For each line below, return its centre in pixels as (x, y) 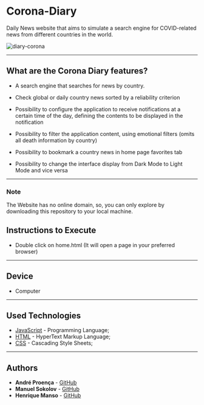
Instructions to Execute (51, 230)
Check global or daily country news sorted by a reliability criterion (97, 97)
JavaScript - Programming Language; (62, 330)
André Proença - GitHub (46, 383)
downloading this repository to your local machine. (70, 211)
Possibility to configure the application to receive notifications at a (98, 109)
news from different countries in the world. (60, 34)
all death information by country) (56, 140)
